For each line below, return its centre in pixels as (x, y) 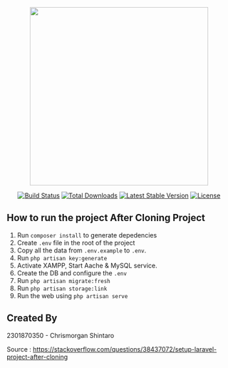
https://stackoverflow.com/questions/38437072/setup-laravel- (125, 349)
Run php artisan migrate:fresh (64, 280)
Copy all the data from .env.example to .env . (82, 250)
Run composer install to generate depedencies (87, 235)
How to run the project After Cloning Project (106, 218)
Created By (32, 318)
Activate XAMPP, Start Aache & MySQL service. (87, 265)
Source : (19, 349)
